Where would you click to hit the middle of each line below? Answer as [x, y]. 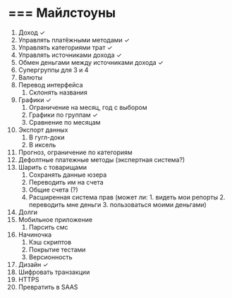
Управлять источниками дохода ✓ [70, 55]
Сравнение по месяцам [65, 122]
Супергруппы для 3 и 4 [53, 70]
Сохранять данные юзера [68, 175]
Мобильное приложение [55, 219]
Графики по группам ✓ [63, 115]
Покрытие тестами [57, 249]
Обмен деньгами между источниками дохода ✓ [91, 62]
